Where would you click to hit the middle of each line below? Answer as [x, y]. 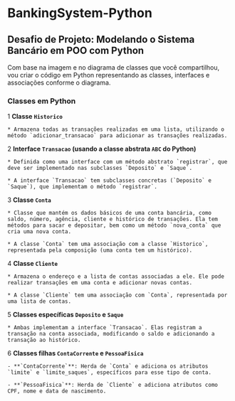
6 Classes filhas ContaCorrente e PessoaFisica [75, 353]
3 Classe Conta [30, 200]
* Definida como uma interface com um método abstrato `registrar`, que [117, 162]
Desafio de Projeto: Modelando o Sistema [101, 39]
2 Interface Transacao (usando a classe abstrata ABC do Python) [102, 149]
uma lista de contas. [40, 301]
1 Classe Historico [35, 117]
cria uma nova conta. [40, 232]
